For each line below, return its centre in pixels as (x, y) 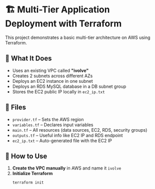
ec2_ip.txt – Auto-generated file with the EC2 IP (62, 141)
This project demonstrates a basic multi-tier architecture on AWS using (78, 37)
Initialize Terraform (33, 174)
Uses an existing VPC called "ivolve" (50, 70)
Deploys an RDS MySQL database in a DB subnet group (69, 86)
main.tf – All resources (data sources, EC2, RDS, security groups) (80, 130)
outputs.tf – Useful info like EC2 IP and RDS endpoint (68, 135)
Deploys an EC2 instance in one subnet (53, 81)
